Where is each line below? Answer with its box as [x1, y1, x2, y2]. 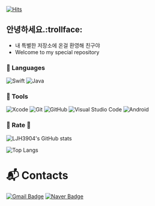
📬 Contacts [6, 169, 68, 182]
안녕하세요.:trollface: [6, 25, 83, 35]
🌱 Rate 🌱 [6, 121, 31, 130]
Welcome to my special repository [14, 48, 100, 55]
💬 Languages [6, 63, 45, 72]
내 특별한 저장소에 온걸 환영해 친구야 [14, 42, 100, 49]
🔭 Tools [6, 92, 28, 101]
